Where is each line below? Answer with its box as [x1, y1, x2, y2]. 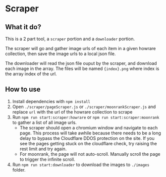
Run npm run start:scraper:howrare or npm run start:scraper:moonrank [12, 114, 160, 120]
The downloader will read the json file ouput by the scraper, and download [5, 60, 157, 66]
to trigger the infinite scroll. [19, 156, 75, 162]
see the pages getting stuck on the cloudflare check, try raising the [19, 140, 157, 146]
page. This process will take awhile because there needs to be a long [19, 130, 161, 136]
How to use [5, 85, 41, 94]
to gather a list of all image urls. [12, 119, 77, 125]
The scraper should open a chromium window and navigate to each [19, 124, 158, 130]
